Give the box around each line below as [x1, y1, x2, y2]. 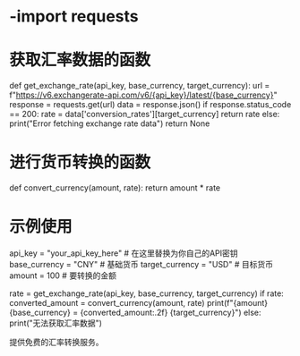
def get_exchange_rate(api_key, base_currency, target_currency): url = [9, 81, 270, 91]
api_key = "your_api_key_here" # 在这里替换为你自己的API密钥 [9, 248, 239, 259]
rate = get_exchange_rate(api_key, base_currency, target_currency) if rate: [9, 288, 284, 299]
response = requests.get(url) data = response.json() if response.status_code [9, 99, 292, 110]
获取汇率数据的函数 [9, 50, 151, 71]
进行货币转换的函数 [9, 152, 151, 173]
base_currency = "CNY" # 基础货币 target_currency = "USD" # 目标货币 [9, 259, 273, 269]
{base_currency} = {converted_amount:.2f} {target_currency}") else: [9, 307, 261, 318]
